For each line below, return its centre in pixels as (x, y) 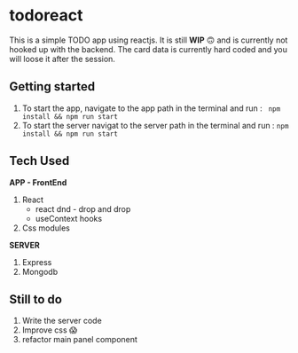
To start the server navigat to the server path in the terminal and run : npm (155, 125)
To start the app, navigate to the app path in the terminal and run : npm (151, 108)
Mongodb (40, 271)
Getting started (52, 86)
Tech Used (39, 161)
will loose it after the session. (62, 59)
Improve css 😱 (50, 330)
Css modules (46, 228)
